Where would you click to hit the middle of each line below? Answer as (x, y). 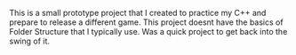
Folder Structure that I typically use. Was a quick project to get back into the (148, 31)
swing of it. (30, 41)
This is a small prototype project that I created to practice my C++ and (138, 13)
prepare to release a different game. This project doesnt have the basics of (146, 22)
